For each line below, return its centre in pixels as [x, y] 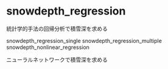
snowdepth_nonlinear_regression [48, 47]
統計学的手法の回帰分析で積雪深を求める [57, 28]
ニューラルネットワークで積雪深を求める [57, 59]
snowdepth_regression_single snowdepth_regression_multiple [84, 41]
